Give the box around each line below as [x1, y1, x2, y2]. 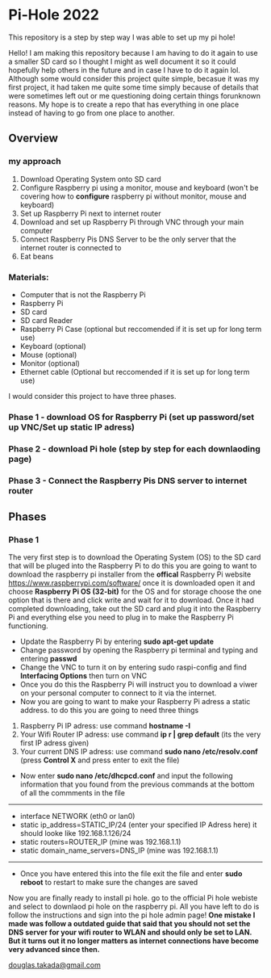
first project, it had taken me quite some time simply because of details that [8, 82, 259, 92]
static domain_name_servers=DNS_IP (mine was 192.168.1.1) [19, 846, 219, 855]
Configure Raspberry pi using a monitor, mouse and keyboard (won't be [19, 183, 259, 192]
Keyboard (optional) [19, 341, 86, 350]
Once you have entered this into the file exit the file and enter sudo [19, 869, 243, 879]
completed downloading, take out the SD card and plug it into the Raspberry [8, 604, 261, 614]
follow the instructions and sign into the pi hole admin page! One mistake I [8, 910, 256, 920]
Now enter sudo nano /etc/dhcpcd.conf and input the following [19, 771, 234, 781]
